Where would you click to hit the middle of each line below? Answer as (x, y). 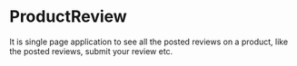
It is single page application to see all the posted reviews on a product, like (149, 42)
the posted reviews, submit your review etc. (91, 51)
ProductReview (68, 17)
